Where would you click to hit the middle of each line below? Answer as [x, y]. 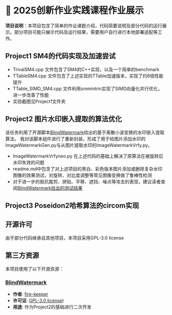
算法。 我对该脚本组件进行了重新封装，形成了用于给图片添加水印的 [76, 139]
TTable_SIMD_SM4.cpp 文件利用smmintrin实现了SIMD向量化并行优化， [88, 88]
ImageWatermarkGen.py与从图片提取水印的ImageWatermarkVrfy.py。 [79, 145]
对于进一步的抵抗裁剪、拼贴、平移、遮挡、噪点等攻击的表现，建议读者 [87, 182]
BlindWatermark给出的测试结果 [50, 188]
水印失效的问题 [28, 162]
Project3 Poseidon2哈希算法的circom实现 [72, 205]
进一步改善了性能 [31, 95]
